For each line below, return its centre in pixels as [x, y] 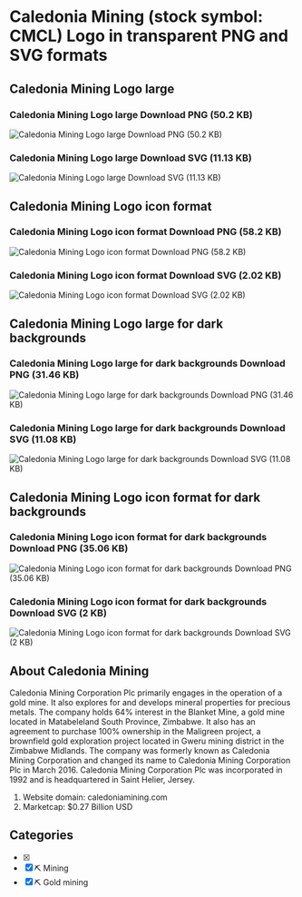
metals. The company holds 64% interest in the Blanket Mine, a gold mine [147, 712]
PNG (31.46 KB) [44, 375]
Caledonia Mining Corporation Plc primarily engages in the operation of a [146, 693]
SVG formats [58, 55]
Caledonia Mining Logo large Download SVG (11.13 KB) [131, 158]
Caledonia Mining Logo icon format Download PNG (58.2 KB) [146, 232]
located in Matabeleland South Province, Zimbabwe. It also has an [132, 721]
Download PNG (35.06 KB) [69, 548]
